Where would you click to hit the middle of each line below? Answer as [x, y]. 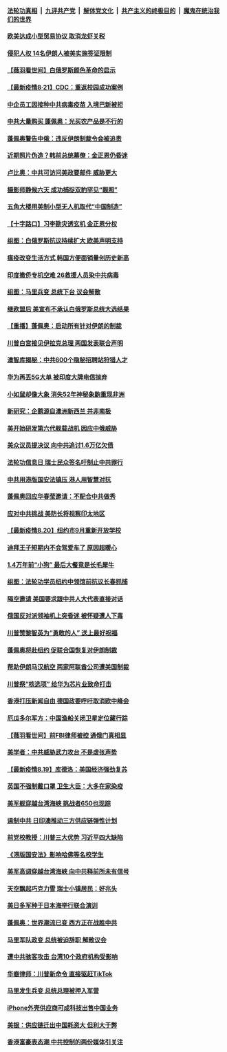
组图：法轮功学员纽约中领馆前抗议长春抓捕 [67, 581]
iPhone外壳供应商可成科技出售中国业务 [63, 1008]
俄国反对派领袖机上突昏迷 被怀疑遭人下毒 [65, 616]
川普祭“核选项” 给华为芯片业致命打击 [60, 684]
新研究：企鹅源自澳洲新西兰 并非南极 [59, 411]
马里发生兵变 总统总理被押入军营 [53, 991]
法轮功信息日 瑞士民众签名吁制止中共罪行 [65, 462]
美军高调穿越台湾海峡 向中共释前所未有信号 [68, 871]
